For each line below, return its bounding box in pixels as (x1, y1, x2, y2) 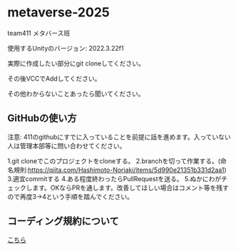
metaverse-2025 (7, 4, 110, 21)
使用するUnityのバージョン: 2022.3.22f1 (7, 43, 124, 52)
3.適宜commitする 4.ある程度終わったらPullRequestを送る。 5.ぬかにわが (7, 174, 222, 183)
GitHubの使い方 (7, 112, 77, 125)
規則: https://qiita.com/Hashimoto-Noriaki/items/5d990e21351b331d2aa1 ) (13, 165, 227, 174)
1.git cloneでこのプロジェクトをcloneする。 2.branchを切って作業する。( (7, 156, 221, 165)
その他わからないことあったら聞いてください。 (7, 89, 145, 98)
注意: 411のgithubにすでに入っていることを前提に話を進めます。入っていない (7, 133, 232, 141)
